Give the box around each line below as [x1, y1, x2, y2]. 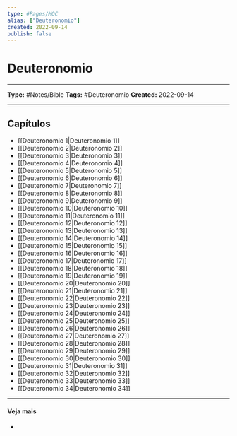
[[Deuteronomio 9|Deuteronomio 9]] [17, 196, 123, 205]
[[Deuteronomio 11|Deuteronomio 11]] [17, 211, 126, 220]
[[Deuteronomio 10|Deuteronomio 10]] [17, 204, 128, 212]
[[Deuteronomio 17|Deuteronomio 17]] [17, 257, 127, 265]
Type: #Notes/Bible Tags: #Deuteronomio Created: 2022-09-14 [7, 90, 194, 99]
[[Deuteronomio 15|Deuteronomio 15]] [17, 242, 128, 249]
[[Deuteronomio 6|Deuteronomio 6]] [17, 174, 123, 182]
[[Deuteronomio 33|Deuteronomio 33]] [17, 377, 130, 385]
